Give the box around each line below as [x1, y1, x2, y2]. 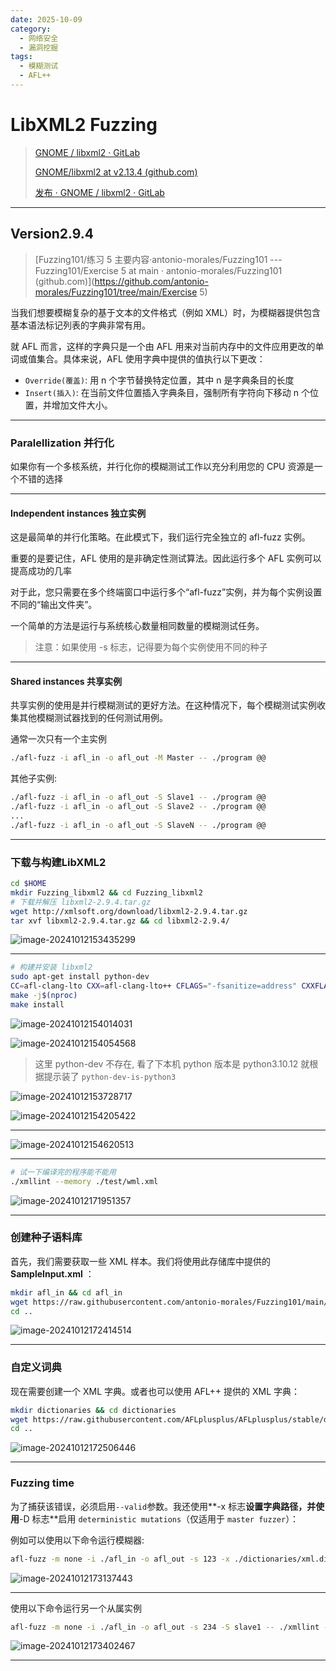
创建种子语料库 [10, 1231, 83, 1245]
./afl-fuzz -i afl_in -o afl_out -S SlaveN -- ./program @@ [10, 820, 267, 830]
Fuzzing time [10, 1476, 75, 1490]
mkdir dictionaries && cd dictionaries [10, 1405, 177, 1415]
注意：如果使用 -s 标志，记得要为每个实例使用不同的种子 [34, 641, 268, 653]
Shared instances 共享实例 [10, 675, 122, 687]
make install [10, 999, 65, 1010]
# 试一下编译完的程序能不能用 [10, 1167, 117, 1177]
